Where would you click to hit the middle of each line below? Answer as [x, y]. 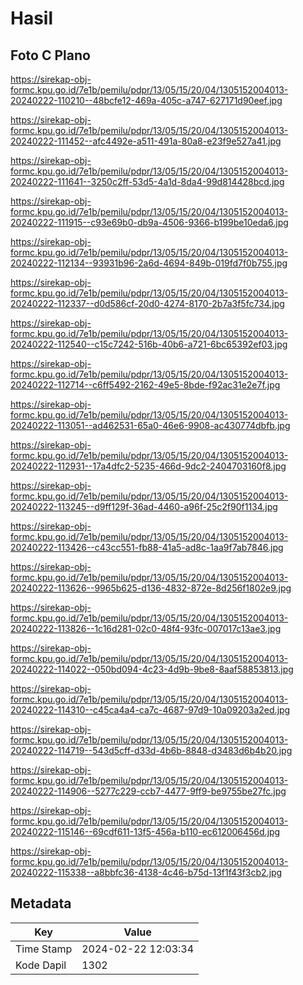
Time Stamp [44, 949]
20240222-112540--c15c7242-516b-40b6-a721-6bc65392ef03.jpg [149, 344]
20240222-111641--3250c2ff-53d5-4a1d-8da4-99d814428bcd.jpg [147, 181]
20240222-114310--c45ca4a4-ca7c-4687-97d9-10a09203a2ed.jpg [150, 710]
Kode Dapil [41, 965]
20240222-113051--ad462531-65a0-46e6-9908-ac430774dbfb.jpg [150, 425]
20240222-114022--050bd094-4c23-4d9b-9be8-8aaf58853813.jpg [152, 669]
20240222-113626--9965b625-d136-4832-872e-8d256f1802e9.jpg [151, 588]
